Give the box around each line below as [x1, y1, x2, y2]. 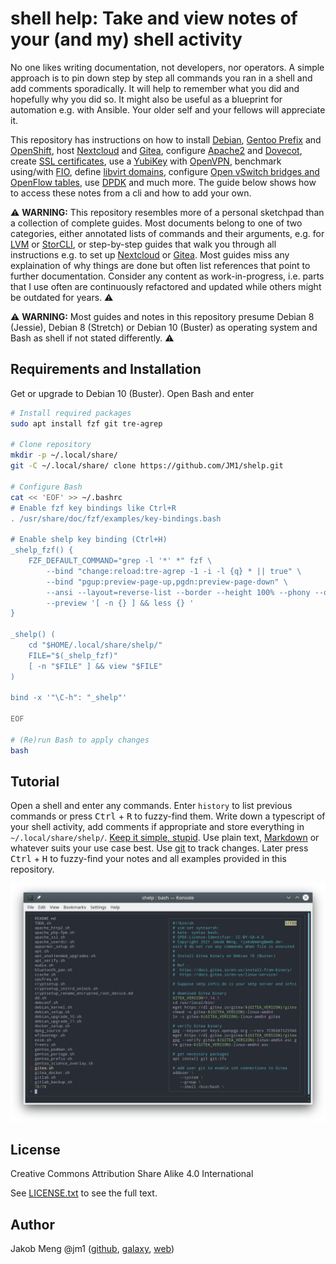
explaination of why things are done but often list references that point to [10, 259, 311, 271]
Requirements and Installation [10, 361, 202, 378]
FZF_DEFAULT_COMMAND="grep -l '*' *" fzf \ [28, 556, 213, 566]
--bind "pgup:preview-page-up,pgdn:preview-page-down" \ [46, 577, 288, 587]
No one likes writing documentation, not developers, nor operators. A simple [10, 61, 325, 73]
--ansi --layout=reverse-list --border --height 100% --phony [46, 587, 311, 597]
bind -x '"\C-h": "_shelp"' [10, 693, 128, 703]
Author [10, 1216, 55, 1233]
